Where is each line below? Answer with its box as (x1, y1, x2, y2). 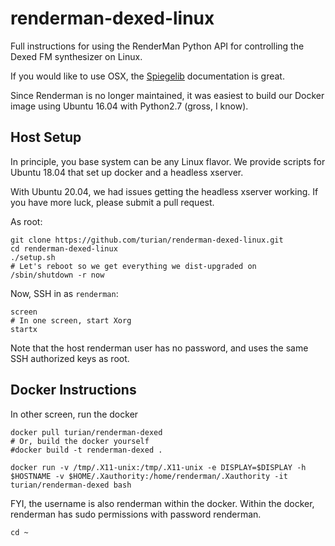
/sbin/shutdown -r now (10, 270, 105, 280)
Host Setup (10, 129, 82, 146)
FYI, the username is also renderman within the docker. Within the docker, (10, 497, 315, 509)
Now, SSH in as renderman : (10, 287, 119, 299)
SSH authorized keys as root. (10, 352, 130, 364)
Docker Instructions (10, 382, 137, 399)
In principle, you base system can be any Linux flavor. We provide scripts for (10, 155, 326, 167)
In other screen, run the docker (10, 408, 139, 420)
